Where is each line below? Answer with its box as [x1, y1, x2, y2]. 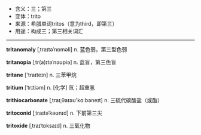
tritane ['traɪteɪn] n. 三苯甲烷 [6, 71, 77, 78]
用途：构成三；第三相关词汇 [14, 27, 84, 35]
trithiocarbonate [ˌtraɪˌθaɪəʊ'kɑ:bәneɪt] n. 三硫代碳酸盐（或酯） [6, 97, 163, 103]
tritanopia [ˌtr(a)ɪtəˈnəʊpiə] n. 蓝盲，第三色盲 [6, 59, 117, 66]
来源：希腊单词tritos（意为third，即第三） [14, 20, 118, 27]
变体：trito [14, 13, 41, 20]
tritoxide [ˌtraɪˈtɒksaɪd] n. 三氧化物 [6, 122, 91, 129]
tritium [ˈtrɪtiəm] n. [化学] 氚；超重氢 [6, 84, 96, 91]
